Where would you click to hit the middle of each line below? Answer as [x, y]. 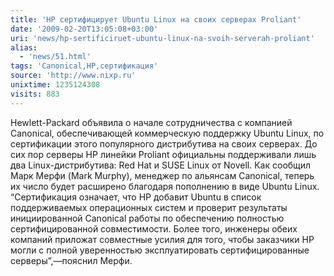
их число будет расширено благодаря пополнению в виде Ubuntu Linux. [165, 186]
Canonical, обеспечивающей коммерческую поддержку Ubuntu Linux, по [167, 133]
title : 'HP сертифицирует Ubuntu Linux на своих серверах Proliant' [156, 19]
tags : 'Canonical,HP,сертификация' [84, 66]
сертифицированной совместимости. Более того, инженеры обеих [154, 228]
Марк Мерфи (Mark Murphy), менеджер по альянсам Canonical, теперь [162, 175]
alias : [24, 47]
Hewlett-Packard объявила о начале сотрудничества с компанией [151, 122]
